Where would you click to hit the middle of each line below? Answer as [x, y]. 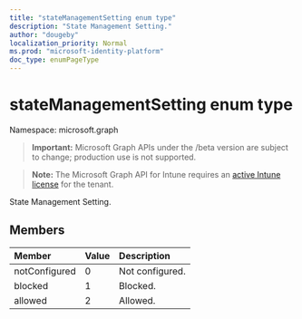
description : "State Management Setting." [91, 26]
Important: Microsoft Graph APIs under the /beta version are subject [160, 147]
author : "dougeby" [44, 34]
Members [37, 231]
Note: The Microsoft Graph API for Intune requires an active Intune [156, 174]
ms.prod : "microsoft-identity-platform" [87, 52]
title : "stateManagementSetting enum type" [93, 18]
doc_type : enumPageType [54, 60]
